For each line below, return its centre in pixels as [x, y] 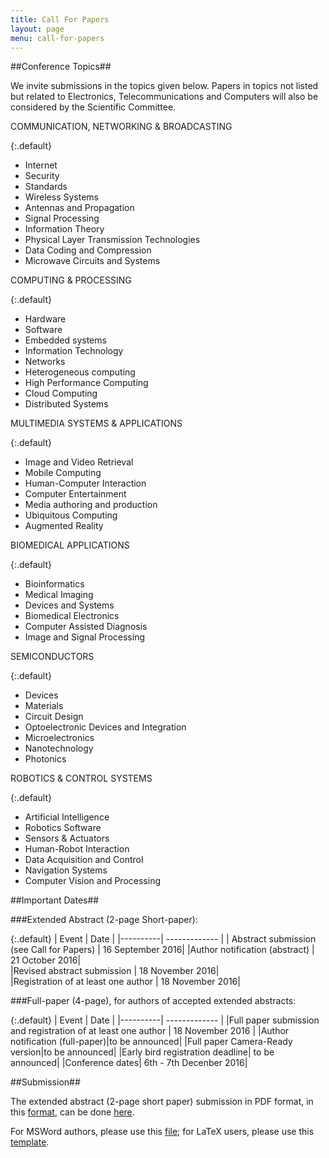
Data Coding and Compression [88, 250]
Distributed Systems [66, 404]
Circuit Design [54, 717]
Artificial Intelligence [67, 817]
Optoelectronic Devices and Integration [105, 727]
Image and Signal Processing [84, 637]
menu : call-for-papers [57, 38]
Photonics [45, 759]
